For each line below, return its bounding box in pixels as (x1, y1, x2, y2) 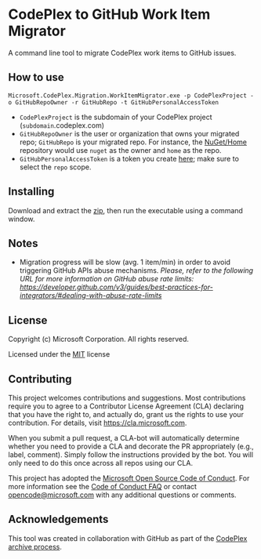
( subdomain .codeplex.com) (19, 120, 104, 130)
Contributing (8, 372, 72, 386)
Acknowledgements (8, 513, 109, 526)
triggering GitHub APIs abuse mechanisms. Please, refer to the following (19, 266, 253, 275)
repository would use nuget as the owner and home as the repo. (19, 145, 222, 154)
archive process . (8, 542, 63, 551)
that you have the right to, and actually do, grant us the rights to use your (8, 410, 245, 419)
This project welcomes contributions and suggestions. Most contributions (8, 394, 246, 402)
